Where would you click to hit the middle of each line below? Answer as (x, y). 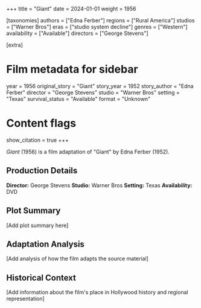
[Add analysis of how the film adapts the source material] (78, 258)
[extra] (14, 45)
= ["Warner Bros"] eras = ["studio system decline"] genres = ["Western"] (97, 27)
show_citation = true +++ (38, 140)
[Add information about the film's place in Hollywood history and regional (97, 292)
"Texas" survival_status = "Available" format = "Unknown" (78, 98)
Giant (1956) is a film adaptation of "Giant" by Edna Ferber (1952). (88, 152)
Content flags (41, 124)
